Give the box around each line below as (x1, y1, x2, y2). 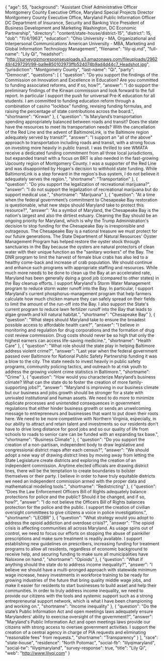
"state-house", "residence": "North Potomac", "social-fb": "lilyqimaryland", (5, 640, 156, 645)
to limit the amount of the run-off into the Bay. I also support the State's (5, 301, 149, 307)
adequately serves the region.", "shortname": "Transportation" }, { (5, 176, 138, 182)
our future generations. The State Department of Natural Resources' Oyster (5, 233, 158, 239)
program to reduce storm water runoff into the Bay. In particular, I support (5, 285, 154, 291)
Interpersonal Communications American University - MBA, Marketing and (5, 41, 155, 46)
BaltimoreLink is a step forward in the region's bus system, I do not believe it (5, 171, 159, 177)
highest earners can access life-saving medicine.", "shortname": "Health (5, 338, 151, 343)
